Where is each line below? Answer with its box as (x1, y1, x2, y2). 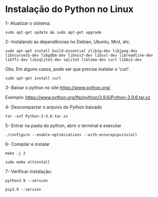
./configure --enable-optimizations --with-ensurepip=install (5, 132, 137, 137)
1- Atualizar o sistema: (5, 20, 51, 26)
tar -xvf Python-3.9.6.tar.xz (5, 114, 68, 119)
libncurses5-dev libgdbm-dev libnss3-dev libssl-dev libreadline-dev (5, 53, 153, 58)
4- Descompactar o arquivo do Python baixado (5, 104, 102, 110)
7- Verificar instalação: (5, 168, 52, 174)
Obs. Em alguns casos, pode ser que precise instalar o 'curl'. (5, 66, 130, 72)
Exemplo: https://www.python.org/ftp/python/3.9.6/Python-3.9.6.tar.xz (5, 94, 150, 100)
